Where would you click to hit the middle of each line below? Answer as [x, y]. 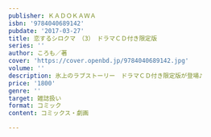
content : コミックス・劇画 [49, 114]
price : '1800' [32, 83]
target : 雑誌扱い [35, 98]
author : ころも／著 [38, 53]
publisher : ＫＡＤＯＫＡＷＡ [52, 16]
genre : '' [25, 91]
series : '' [27, 46]
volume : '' [27, 68]
